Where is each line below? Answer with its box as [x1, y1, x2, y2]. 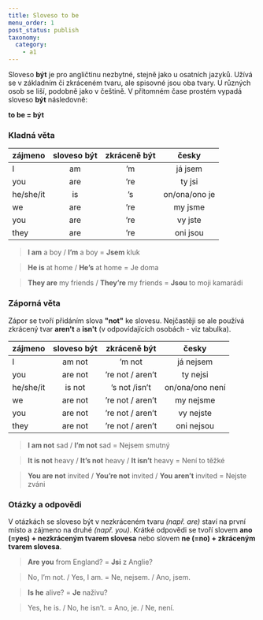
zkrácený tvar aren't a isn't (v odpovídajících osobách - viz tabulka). [8, 324, 232, 333]
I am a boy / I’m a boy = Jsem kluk [27, 247, 140, 257]
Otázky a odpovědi [8, 499, 82, 510]
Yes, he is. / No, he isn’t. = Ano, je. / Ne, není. [27, 603, 175, 612]
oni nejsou [176, 420, 215, 431]
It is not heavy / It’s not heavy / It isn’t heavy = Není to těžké [27, 455, 225, 465]
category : [15, 41, 47, 49]
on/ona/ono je [163, 189, 216, 200]
